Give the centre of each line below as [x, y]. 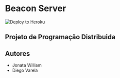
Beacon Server [36, 8]
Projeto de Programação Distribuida [60, 37]
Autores [17, 54]
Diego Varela [25, 70]
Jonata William [27, 65]
